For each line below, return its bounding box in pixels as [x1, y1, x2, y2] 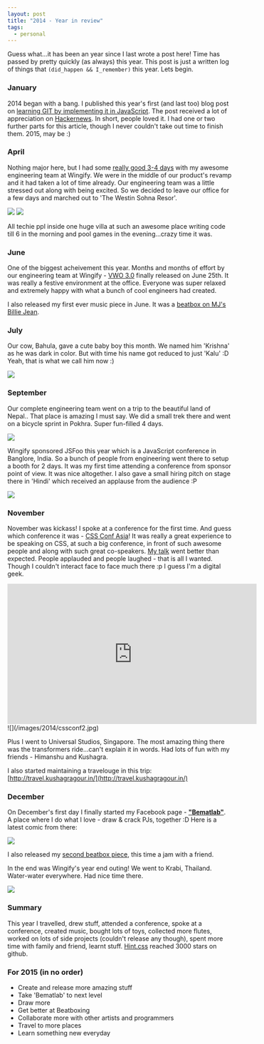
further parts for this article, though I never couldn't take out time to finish [7, 122, 223, 130]
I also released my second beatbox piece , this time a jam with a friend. [7, 850, 214, 859]
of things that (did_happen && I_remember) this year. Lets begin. [7, 65, 194, 73]
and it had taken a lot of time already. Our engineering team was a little [7, 178, 215, 187]
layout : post [7, 10, 46, 18]
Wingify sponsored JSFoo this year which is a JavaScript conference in [7, 446, 217, 455]
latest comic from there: [7, 823, 78, 832]
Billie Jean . [7, 308, 40, 316]
